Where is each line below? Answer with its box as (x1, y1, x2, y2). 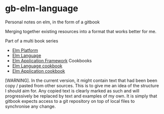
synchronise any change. (5, 103, 56, 109)
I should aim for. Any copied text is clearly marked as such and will (5, 88, 140, 94)
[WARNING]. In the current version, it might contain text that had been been (5, 77, 158, 83)
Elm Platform (12, 47, 38, 53)
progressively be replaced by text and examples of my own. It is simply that (5, 93, 158, 99)
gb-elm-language (5, 3, 78, 14)
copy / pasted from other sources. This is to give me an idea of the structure (5, 82, 159, 88)
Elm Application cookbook (12, 68, 65, 74)
